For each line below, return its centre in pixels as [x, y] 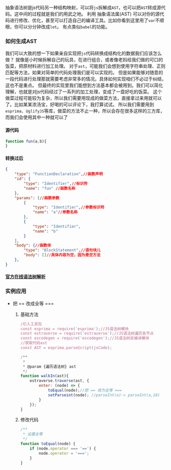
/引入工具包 [31, 324]
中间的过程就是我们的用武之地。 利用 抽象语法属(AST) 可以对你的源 [89, 14]
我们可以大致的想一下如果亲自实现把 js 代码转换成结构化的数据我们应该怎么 [84, 53]
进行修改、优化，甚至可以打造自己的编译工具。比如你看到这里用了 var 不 [84, 20]
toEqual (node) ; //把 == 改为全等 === [85, 391]
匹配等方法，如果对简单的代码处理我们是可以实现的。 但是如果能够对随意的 [84, 73]
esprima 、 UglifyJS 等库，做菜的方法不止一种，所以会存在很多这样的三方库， [85, 111]
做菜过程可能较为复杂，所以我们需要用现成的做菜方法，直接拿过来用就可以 [83, 98]
